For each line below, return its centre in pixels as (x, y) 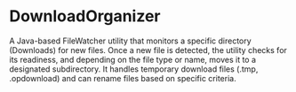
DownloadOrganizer (85, 16)
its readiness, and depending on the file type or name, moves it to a (132, 59)
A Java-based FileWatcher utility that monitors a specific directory (130, 41)
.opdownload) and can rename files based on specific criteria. (123, 78)
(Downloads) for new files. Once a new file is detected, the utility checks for (148, 50)
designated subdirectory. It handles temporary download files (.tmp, (134, 69)
